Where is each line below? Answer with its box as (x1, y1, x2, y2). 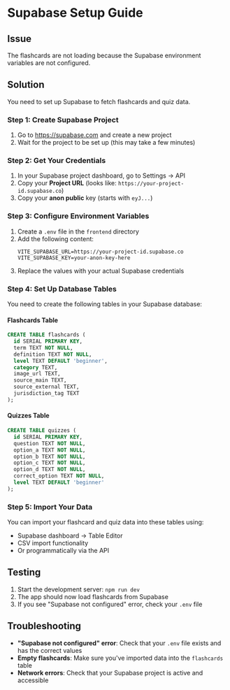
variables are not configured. (7, 59, 91, 67)
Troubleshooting (7, 620, 82, 632)
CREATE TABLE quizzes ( (7, 427, 77, 434)
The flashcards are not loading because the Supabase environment (7, 51, 201, 59)
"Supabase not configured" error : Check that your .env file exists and (17, 638, 222, 647)
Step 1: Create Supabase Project (7, 115, 119, 124)
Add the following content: (17, 234, 94, 243)
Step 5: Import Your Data (7, 502, 93, 512)
